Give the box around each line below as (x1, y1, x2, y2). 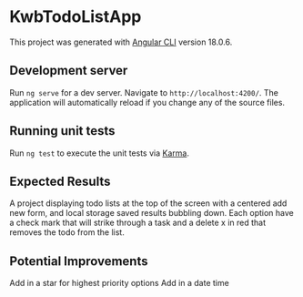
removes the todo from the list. (9, 227, 125, 238)
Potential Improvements (9, 253, 148, 269)
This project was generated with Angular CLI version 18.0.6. (9, 36, 233, 47)
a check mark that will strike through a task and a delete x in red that (9, 217, 267, 229)
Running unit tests (9, 123, 116, 138)
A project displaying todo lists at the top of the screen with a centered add (9, 198, 288, 209)
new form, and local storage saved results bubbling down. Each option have (9, 208, 294, 219)
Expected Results (9, 173, 111, 189)
